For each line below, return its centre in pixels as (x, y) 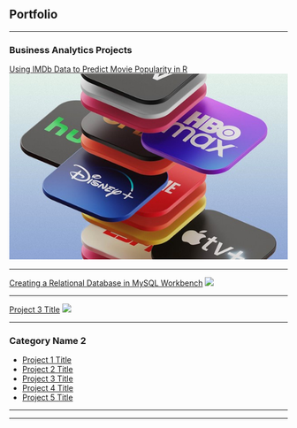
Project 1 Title (47, 360)
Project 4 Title (47, 388)
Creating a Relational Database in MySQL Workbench (106, 283)
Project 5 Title (47, 398)
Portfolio (34, 15)
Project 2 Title (47, 370)
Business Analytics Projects (71, 50)
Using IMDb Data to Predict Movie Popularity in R (99, 69)
